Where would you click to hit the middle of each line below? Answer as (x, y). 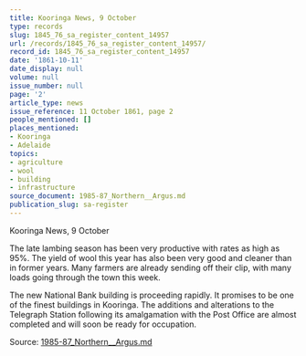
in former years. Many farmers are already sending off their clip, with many (151, 267)
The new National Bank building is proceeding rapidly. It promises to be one (152, 295)
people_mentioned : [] (51, 120)
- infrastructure (42, 188)
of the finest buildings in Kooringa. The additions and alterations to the (142, 304)
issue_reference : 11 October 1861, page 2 (91, 111)
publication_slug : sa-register (69, 205)
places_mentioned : (44, 129)
